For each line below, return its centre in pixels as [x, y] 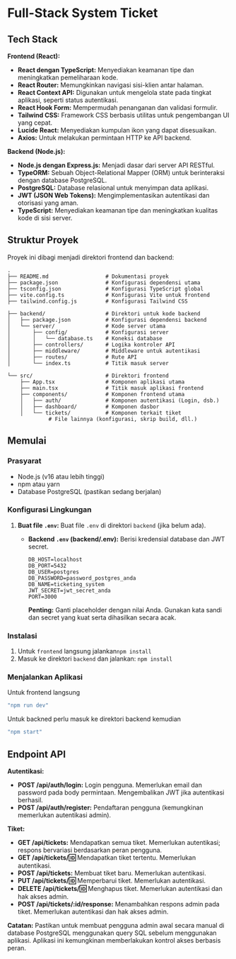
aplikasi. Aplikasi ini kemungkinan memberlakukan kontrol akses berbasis [114, 940]
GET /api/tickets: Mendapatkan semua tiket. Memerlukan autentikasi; [119, 842]
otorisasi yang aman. [48, 203]
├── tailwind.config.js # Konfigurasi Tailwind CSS [98, 301]
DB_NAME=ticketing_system [66, 584]
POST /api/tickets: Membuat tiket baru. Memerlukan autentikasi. [112, 873]
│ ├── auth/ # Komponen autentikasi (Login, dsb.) [120, 400]
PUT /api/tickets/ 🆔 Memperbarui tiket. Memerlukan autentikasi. [112, 880]
